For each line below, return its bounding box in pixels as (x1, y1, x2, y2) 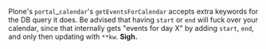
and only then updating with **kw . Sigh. (8, 32, 138, 41)
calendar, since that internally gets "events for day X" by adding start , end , (8, 24, 255, 32)
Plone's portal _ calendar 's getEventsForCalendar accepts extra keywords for (8, 7, 259, 16)
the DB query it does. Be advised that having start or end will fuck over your (8, 15, 259, 24)
